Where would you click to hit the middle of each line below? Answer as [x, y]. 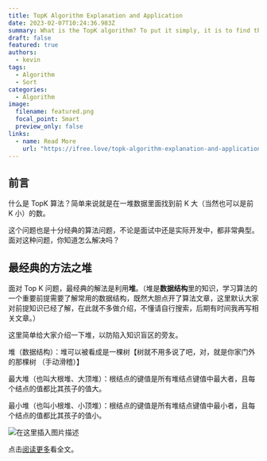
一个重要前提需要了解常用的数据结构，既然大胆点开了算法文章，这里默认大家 [133, 298]
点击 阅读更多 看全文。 [43, 449]
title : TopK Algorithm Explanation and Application [95, 15]
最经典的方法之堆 [50, 267]
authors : [23, 52]
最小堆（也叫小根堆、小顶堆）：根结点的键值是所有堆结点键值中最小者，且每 [132, 405]
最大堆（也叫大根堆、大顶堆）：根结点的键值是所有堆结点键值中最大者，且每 [132, 379]
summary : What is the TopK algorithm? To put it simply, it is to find [129, 30]
